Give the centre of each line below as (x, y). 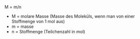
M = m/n (13, 7)
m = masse (23, 26)
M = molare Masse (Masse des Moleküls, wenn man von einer (73, 16)
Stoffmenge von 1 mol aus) (38, 21)
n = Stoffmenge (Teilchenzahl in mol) (48, 32)
